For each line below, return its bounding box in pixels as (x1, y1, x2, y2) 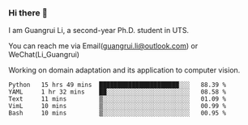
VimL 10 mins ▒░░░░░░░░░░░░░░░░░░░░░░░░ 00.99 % (8, 102, 227, 110)
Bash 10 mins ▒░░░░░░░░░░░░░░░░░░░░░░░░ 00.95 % (8, 109, 227, 118)
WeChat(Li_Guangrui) (8, 50, 79, 60)
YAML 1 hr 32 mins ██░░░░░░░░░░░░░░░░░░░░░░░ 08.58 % (8, 88, 227, 96)
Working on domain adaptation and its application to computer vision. (8, 65, 241, 75)
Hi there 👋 (8, 7, 49, 19)
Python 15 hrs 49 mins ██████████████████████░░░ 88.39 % (8, 81, 227, 90)
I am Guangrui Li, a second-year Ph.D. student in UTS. (8, 26, 189, 35)
